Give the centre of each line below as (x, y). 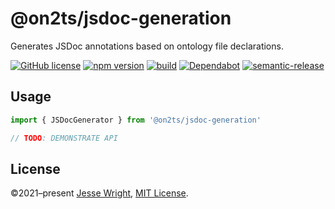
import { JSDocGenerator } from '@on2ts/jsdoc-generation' (136, 120)
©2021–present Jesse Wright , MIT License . (99, 193)
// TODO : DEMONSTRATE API (64, 138)
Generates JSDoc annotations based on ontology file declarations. (147, 46)
